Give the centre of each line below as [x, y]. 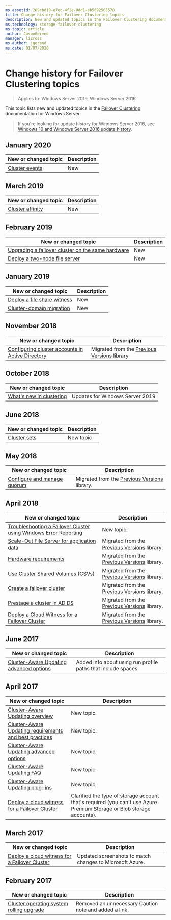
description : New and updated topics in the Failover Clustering [76, 19]
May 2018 [21, 456]
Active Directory [27, 356]
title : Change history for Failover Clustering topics [65, 15]
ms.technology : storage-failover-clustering [53, 24]
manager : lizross [24, 39]
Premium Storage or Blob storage [111, 809]
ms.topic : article [25, 29]
